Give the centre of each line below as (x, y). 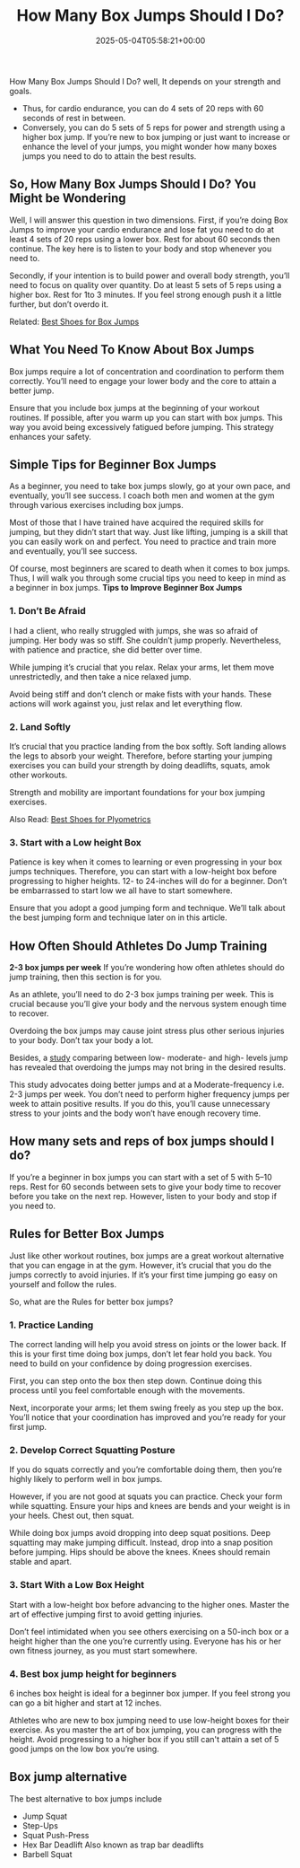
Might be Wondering (68, 198)
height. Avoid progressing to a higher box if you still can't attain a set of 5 (144, 1739)
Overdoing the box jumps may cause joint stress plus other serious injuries (147, 1031)
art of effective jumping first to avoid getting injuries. (106, 1614)
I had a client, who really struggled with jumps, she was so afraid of (133, 630)
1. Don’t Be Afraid (48, 611)
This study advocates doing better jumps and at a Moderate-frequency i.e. (147, 1085)
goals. (21, 91)
